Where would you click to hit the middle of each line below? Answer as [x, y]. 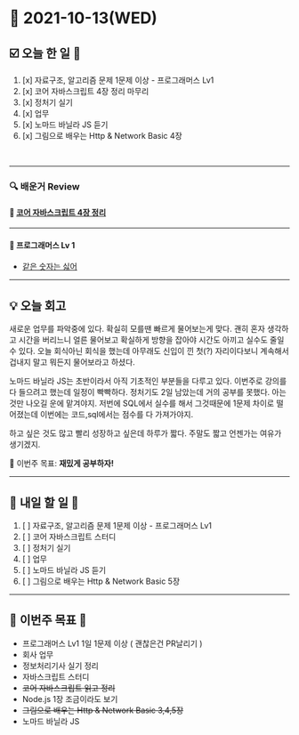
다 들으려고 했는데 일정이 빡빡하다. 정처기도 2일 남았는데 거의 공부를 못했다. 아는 [148, 392]
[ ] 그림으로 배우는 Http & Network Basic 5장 [101, 581]
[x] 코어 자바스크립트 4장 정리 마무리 [85, 91]
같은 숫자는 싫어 [49, 267]
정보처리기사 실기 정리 [61, 666]
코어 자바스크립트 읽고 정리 [69, 688]
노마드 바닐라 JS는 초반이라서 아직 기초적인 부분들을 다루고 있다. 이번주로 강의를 [148, 381]
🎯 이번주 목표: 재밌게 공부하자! [61, 464]
